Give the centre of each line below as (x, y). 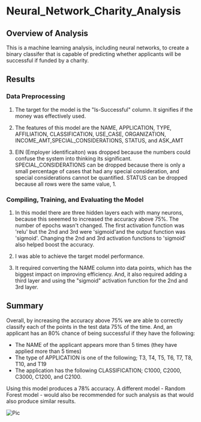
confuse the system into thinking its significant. (73, 158)
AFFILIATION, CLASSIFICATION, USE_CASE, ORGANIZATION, (90, 134)
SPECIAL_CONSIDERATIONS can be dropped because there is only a (100, 165)
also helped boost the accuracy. (55, 244)
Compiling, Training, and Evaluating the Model (75, 200)
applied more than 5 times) (48, 351)
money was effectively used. (50, 116)
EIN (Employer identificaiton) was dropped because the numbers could (103, 152)
